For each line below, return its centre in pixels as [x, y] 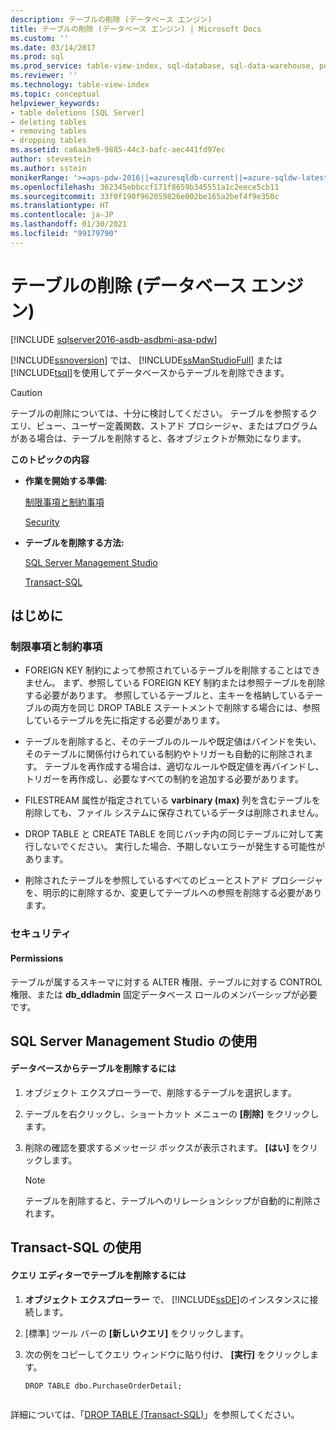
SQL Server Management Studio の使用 [134, 1041]
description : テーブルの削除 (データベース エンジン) [111, 19]
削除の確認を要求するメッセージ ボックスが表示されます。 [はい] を [163, 1148]
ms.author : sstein [48, 168]
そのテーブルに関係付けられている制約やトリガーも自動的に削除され [164, 754]
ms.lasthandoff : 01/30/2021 [69, 224]
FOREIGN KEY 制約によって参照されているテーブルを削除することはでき [172, 670]
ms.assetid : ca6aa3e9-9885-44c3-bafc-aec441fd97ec [118, 150]
